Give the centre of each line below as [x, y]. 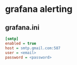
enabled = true [21, 43]
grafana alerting [39, 9]
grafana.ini [22, 28]
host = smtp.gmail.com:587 [33, 48]
